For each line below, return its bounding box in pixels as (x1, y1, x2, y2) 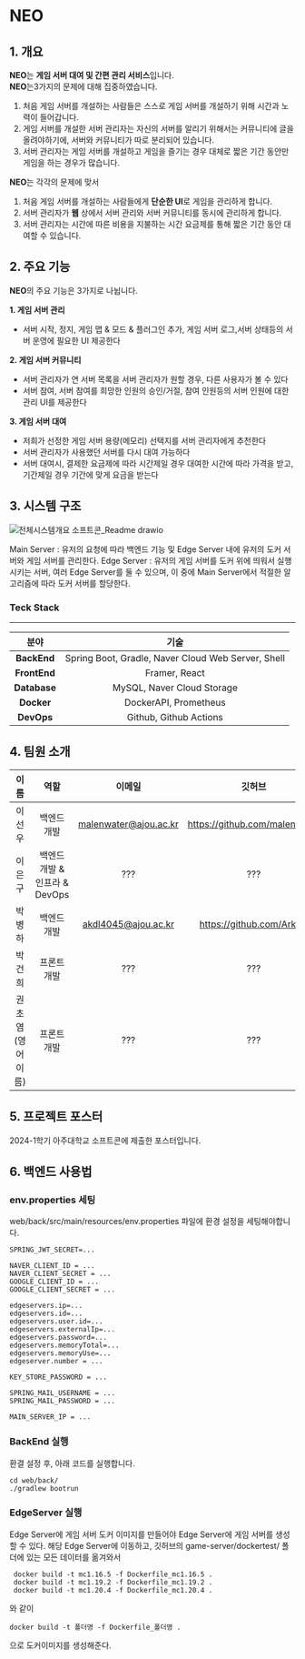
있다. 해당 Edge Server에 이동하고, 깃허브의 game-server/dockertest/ (28, 1540, 280, 1551)
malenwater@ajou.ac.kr (78, 818, 180, 830)
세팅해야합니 (246, 1216, 290, 1227)
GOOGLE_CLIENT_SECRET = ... (9, 1285, 116, 1294)
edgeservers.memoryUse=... (9, 1349, 112, 1358)
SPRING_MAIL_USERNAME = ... (9, 1389, 116, 1398)
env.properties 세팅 (9, 1193, 96, 1206)
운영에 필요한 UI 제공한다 (32, 335, 121, 346)
